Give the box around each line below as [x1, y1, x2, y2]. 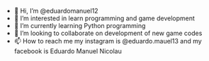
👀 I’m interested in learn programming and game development [13, 14, 195, 22]
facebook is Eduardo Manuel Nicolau [13, 47, 122, 55]
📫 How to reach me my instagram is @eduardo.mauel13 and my [13, 37, 202, 45]
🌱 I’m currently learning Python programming [13, 22, 146, 29]
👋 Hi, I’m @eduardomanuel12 [13, 7, 98, 15]
